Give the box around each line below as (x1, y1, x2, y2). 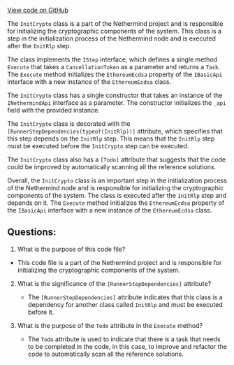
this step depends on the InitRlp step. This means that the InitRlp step (7, 134, 215, 143)
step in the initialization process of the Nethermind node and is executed (7, 34, 217, 43)
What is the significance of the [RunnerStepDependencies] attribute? (17, 279, 212, 287)
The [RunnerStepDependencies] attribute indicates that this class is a (27, 293, 223, 301)
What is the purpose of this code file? (17, 245, 126, 253)
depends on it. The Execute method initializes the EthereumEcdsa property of (7, 199, 225, 207)
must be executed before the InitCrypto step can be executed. (7, 142, 189, 150)
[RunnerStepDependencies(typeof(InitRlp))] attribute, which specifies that (7, 127, 223, 135)
